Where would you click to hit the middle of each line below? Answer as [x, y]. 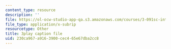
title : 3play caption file [34, 34]
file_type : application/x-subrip [41, 24]
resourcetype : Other [27, 29]
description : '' [22, 15]
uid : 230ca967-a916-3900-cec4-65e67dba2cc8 [52, 39]
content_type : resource [31, 10]
